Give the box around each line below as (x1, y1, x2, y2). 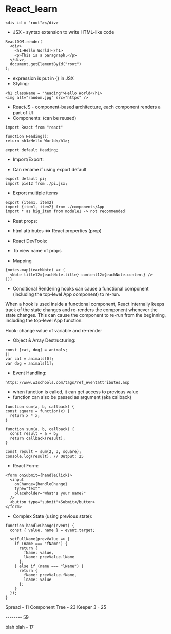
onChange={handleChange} (14, 481, 68, 486)
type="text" (14, 486, 40, 491)
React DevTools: (12, 238, 48, 244)
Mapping (12, 258, 32, 264)
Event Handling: (12, 370, 47, 376)
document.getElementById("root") (10, 61, 82, 67)
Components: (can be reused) (12, 115, 77, 121)
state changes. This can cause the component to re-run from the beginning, (5, 312, 166, 318)
